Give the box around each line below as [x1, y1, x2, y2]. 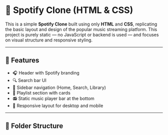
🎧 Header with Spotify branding [12, 69, 80, 75]
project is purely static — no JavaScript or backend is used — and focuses [5, 31, 159, 37]
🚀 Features [5, 56, 39, 64]
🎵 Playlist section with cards [12, 89, 71, 95]
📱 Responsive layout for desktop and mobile [12, 102, 103, 108]
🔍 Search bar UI [12, 77, 46, 83]
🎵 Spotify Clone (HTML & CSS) [5, 4, 133, 16]
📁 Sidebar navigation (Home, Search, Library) [12, 84, 106, 90]
